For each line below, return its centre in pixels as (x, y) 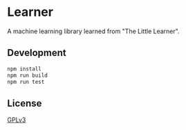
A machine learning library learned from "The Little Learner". (93, 31)
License (25, 103)
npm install (24, 69)
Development (37, 53)
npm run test (26, 82)
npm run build (28, 75)
